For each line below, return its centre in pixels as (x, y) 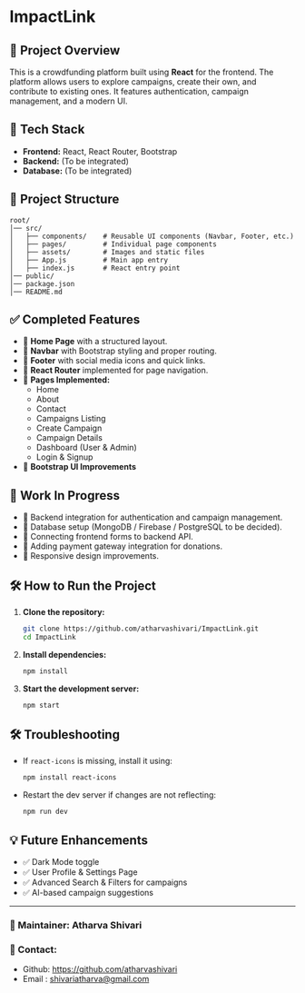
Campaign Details (69, 438)
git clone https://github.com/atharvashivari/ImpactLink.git (141, 629)
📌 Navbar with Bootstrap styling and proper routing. (120, 351)
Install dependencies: (64, 654)
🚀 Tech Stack (47, 129)
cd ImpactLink (49, 637)
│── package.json (42, 283)
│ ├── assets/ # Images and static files (107, 252)
